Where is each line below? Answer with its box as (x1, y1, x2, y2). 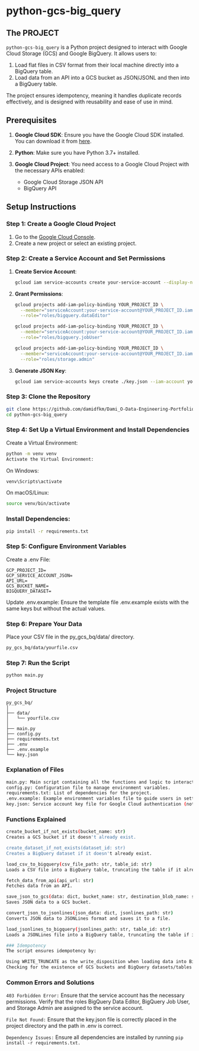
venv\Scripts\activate (6, 479, 62, 484)
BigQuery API (23, 184, 57, 191)
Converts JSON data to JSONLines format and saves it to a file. (6, 915, 171, 921)
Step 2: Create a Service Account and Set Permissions (6, 254, 166, 263)
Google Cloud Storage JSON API (23, 178, 104, 185)
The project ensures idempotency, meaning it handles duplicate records (6, 92, 182, 99)
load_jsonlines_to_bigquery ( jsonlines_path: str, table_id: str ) (6, 926, 171, 932)
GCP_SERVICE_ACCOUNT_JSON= (6, 572, 73, 578)
